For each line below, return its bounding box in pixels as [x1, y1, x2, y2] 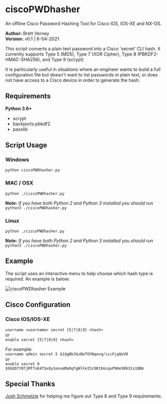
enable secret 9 [5, 361, 40, 366]
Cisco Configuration [5, 301, 71, 309]
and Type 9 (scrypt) [42, 56, 84, 62]
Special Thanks [5, 380, 55, 388]
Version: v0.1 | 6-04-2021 [5, 36, 59, 42]
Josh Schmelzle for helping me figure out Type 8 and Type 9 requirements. [5, 393, 162, 399]
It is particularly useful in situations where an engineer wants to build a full [5, 66, 161, 72]
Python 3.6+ [5, 105, 32, 112]
